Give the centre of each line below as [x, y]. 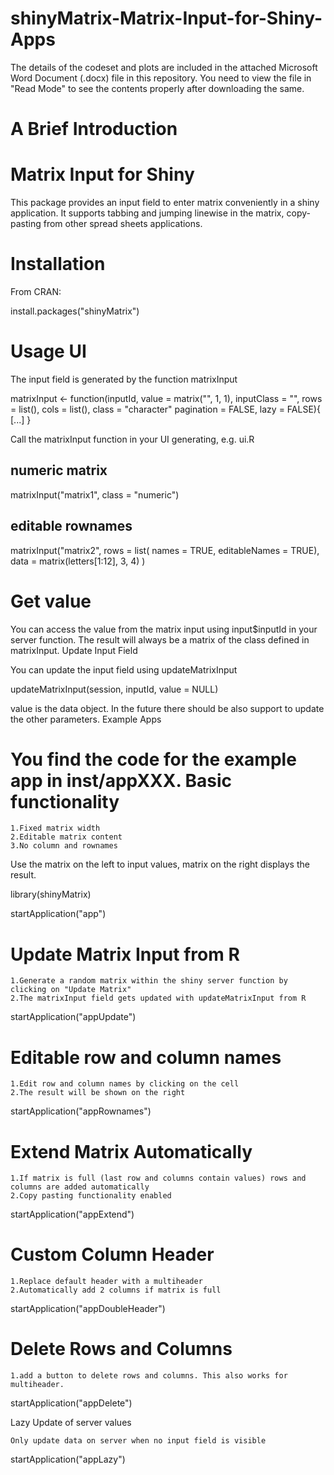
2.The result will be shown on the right [98, 1093]
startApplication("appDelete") [71, 1403]
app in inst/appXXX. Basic [121, 780]
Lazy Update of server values [71, 1423]
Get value [51, 601]
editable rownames [71, 526]
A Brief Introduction [94, 129]
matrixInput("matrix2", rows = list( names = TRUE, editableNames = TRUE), [165, 550]
